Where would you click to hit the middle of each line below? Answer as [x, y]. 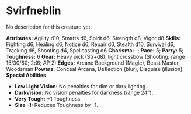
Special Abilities [26, 75]
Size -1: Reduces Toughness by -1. [56, 105]
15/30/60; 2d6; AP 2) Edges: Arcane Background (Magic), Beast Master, [93, 63]
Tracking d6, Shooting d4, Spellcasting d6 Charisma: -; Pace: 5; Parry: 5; [95, 50]
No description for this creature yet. [49, 27]
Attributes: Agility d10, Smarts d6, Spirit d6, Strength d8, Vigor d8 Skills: [93, 38]
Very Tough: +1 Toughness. [48, 99]
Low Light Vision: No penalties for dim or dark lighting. [81, 86]
